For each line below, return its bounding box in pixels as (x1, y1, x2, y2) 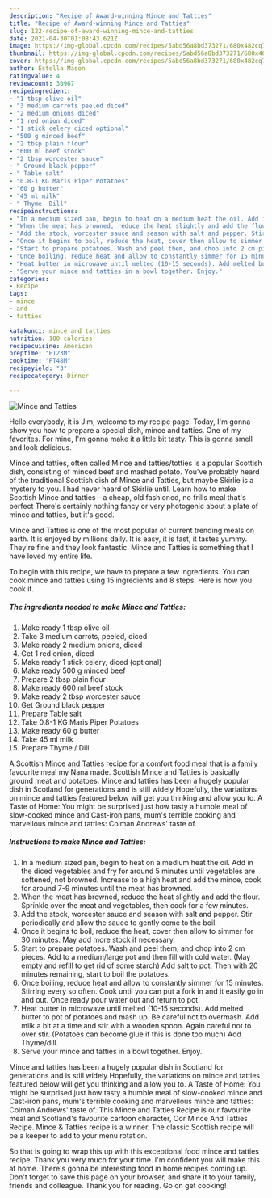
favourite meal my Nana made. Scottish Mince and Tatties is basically (9, 767, 241, 776)
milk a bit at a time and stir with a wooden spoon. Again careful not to (20, 1020, 252, 1030)
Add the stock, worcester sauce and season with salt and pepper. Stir (20, 909, 253, 918)
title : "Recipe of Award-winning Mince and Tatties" (9, 19, 190, 27)
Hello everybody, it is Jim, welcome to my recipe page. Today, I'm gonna (9, 417, 251, 427)
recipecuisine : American (9, 342, 93, 350)
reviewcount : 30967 (9, 79, 75, 87)
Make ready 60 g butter (20, 725, 100, 735)
